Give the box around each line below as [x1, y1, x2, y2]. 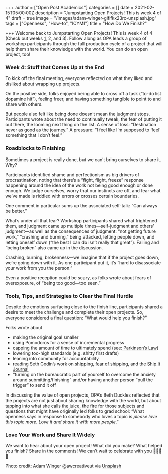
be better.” [5, 208, 27, 214]
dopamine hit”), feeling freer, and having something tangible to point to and [5, 96, 161, 102]
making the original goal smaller [12, 334, 79, 340]
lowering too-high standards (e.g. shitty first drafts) [12, 350, 119, 356]
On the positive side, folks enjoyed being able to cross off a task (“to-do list [5, 91, 161, 97]
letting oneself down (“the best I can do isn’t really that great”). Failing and [5, 239, 159, 245]
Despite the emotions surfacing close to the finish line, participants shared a [5, 304, 163, 310]
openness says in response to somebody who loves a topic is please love [5, 413, 157, 419]
